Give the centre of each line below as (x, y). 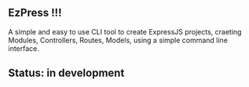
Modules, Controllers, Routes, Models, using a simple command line (118, 40)
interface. (24, 48)
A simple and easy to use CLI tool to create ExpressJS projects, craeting (125, 31)
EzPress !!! (35, 13)
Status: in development (66, 73)
